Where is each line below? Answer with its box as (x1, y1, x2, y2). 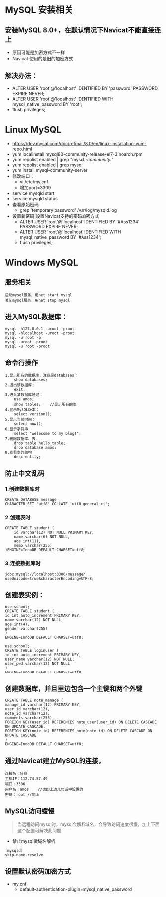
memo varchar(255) (14, 543, 52, 548)
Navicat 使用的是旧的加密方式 (12, 56, 73, 61)
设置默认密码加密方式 (5, 867, 71, 876)
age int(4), (5, 622, 30, 627)
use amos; (14, 397, 35, 402)
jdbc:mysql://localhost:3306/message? (5, 572, 85, 577)
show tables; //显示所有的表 (14, 402, 77, 407)
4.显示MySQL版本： (5, 407, 40, 412)
